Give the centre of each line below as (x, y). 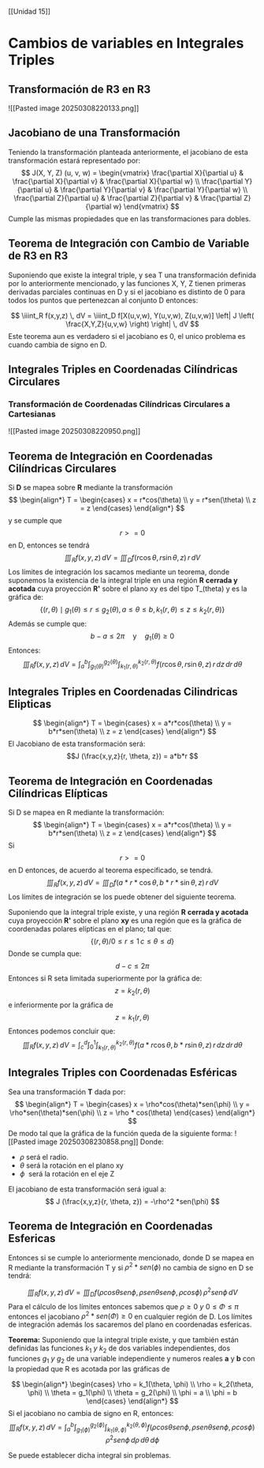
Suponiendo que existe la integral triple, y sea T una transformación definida (132, 275)
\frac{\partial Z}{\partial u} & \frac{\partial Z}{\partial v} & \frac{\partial (128, 198)
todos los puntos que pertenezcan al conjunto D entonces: (103, 300)
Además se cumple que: (47, 623)
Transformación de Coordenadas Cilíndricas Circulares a (119, 404)
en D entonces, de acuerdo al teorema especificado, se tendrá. (111, 870)
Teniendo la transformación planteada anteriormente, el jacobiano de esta (128, 152)
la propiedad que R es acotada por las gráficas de (89, 1369)
